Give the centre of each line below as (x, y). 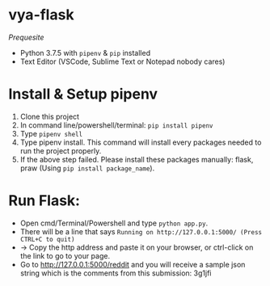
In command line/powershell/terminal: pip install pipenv (116, 125)
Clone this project (49, 116)
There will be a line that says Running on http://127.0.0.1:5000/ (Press (141, 231)
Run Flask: (44, 201)
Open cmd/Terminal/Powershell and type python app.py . (114, 223)
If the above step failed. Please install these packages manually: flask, (137, 159)
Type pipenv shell (51, 133)
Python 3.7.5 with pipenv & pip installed (85, 53)
